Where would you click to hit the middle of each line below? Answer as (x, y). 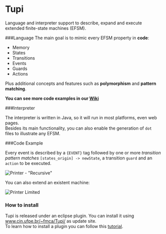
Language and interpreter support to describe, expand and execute (74, 23)
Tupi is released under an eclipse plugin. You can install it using (70, 216)
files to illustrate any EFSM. (33, 133)
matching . (16, 88)
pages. (12, 123)
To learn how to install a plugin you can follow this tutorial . (64, 227)
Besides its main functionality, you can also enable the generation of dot (79, 128)
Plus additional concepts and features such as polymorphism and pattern (81, 83)
